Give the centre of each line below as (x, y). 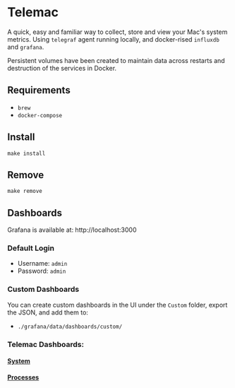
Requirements (39, 90)
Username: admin (42, 264)
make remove (25, 192)
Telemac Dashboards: (46, 344)
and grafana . (26, 47)
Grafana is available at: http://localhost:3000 (72, 230)
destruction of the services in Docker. (62, 68)
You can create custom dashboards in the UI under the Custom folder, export (117, 305)
